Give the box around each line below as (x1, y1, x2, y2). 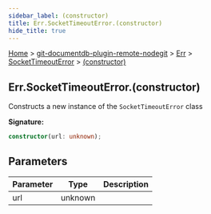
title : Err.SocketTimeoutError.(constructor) (8, 19, 162, 27)
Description (102, 178, 149, 189)
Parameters (8, 155, 68, 168)
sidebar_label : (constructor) (8, 11, 109, 20)
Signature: (8, 117, 44, 127)
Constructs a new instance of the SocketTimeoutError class (8, 102, 203, 111)
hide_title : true (8, 26, 66, 34)
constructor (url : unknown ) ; (8, 133, 102, 141)
